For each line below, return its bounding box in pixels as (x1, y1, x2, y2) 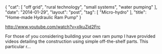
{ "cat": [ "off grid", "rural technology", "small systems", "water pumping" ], (5, 4, 158, 10)
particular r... (5, 44, 31, 49)
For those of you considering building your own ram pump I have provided (5, 34, 156, 39)
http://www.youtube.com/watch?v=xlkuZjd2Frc (5, 24, 101, 30)
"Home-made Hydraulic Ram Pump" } (5, 15, 82, 20)
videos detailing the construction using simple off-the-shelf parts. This (5, 38, 149, 44)
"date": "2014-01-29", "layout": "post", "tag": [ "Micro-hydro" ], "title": (5, 9, 147, 15)
